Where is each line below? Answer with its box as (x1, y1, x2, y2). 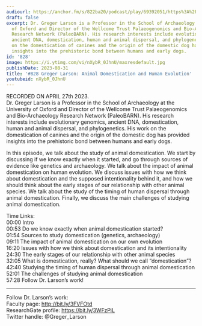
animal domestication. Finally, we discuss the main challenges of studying (6, 194, 189, 202)
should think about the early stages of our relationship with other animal (6, 182, 185, 189)
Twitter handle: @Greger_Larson (6, 313, 87, 321)
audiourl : (6, 8, 31, 15)
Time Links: (6, 213, 35, 220)
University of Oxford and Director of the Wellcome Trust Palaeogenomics (6, 106, 188, 113)
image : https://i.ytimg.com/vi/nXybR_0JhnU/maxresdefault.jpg (6, 59, 165, 65)
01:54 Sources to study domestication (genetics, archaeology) (6, 232, 161, 239)
